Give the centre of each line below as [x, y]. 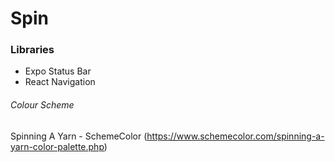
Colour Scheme [42, 105]
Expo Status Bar [58, 71]
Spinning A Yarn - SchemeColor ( [79, 136]
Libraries [32, 50]
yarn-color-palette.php [57, 146]
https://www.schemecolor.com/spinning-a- [235, 136]
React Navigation [60, 82]
